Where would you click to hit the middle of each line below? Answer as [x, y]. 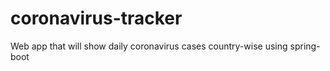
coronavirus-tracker [96, 18]
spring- [305, 46]
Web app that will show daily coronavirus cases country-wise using [149, 46]
